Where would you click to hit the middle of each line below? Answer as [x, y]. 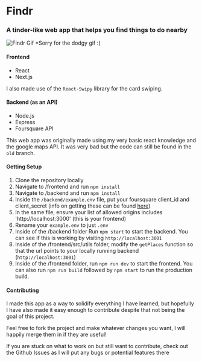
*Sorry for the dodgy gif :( [68, 43]
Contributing [23, 290]
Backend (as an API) [32, 102]
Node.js [25, 115]
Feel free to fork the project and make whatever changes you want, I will [96, 328]
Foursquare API [34, 129]
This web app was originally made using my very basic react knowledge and [101, 140]
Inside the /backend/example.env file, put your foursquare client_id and [102, 200]
